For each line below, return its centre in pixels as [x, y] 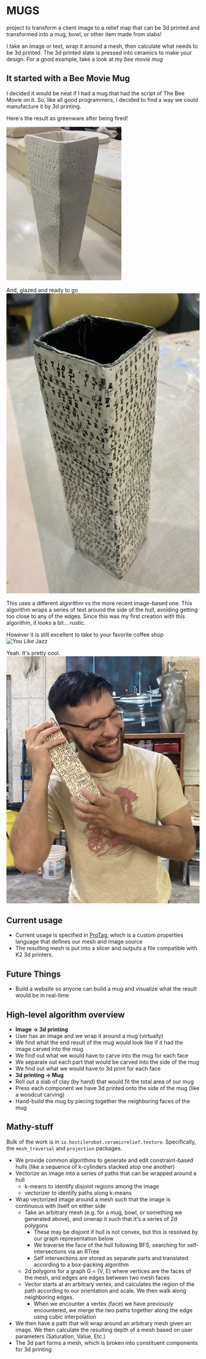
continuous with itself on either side [60, 1206]
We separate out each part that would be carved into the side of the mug [107, 1062]
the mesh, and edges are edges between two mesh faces [97, 1277]
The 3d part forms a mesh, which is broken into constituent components [106, 1342]
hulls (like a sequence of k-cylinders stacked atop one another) [95, 1166]
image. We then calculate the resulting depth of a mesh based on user [104, 1330]
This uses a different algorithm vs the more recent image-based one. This [99, 603]
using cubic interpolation [65, 1317]
